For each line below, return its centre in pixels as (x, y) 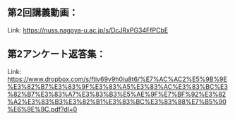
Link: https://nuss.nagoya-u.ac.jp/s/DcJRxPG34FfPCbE (88, 30)
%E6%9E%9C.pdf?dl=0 (42, 109)
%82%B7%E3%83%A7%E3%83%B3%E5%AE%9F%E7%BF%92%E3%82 (117, 94)
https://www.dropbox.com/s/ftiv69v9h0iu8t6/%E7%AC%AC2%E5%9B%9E (117, 79)
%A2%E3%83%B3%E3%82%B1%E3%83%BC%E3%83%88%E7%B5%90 (117, 102)
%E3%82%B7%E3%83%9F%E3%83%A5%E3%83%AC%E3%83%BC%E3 (117, 86)
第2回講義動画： (43, 13)
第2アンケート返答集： (56, 54)
